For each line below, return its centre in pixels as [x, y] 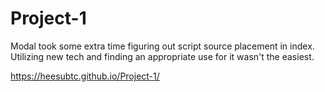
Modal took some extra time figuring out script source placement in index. [162, 46]
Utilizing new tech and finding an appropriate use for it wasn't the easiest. [162, 56]
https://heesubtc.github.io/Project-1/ [85, 76]
